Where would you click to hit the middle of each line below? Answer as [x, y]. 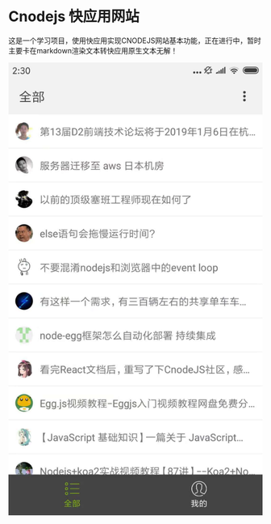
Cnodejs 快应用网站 [74, 17]
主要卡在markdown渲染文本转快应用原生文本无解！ [93, 50]
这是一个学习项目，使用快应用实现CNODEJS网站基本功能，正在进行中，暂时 [135, 40]
